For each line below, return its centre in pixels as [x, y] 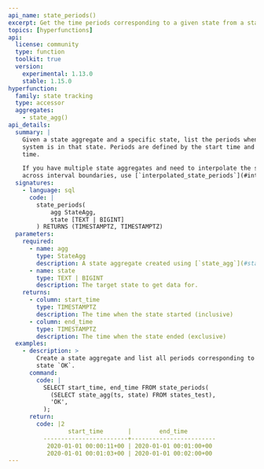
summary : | [33, 132]
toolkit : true [38, 60]
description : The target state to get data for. [117, 285]
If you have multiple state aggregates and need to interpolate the [137, 169]
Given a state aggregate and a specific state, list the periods [132, 139]
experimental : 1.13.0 [57, 74]
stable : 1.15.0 [47, 81]
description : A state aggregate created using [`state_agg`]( [140, 263]
